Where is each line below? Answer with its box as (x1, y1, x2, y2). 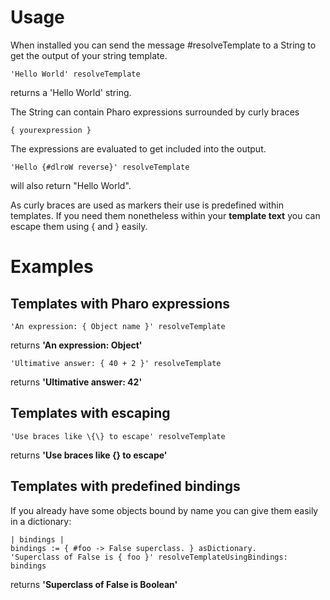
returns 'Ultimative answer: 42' (10, 376, 143, 388)
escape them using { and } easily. (10, 220, 148, 232)
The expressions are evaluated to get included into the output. (10, 142, 267, 155)
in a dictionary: (10, 515, 72, 527)
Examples (10, 256, 94, 278)
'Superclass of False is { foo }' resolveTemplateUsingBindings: (10, 552, 288, 562)
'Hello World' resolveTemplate (10, 69, 141, 79)
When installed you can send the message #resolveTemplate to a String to (10, 39, 317, 51)
